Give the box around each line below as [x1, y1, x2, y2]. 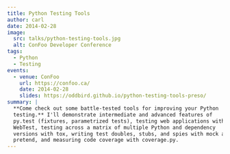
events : [7, 67, 29, 74]
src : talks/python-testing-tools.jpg [13, 35, 121, 42]
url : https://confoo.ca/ [19, 80, 90, 87]
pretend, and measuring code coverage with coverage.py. [13, 137, 179, 144]
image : [7, 29, 26, 36]
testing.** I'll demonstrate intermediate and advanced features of [13, 111, 213, 118]
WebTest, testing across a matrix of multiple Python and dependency [13, 124, 216, 131]
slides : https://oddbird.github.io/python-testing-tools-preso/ [19, 93, 207, 99]
